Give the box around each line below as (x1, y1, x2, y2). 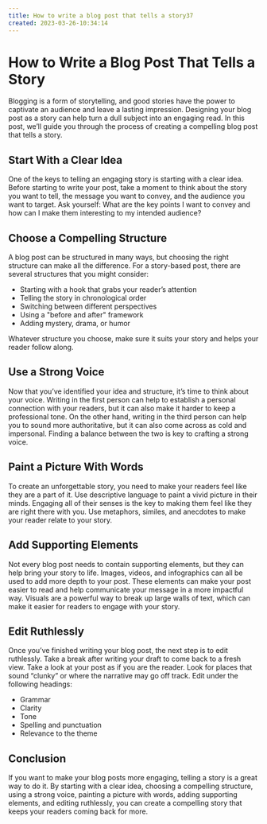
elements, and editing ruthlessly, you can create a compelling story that (8, 799, 242, 808)
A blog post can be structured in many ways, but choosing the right (8, 252, 229, 262)
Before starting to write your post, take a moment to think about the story (8, 183, 248, 192)
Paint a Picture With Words (8, 461, 144, 474)
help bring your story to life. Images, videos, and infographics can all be (8, 568, 243, 577)
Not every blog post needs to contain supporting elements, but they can (8, 559, 245, 569)
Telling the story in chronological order (19, 293, 147, 303)
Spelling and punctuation (19, 721, 102, 730)
